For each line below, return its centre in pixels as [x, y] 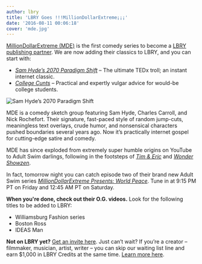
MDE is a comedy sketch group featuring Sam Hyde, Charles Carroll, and [97, 113]
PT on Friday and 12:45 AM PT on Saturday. [60, 187]
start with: [19, 58]
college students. [36, 90]
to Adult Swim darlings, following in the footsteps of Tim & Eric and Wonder [100, 157]
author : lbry [23, 12]
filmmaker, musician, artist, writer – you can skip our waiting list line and [96, 248]
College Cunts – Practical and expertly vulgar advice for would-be [97, 83]
